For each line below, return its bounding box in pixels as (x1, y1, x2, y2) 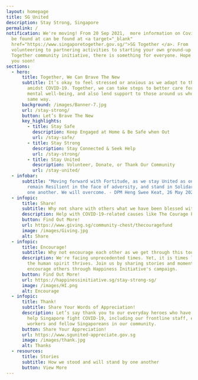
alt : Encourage (21, 288, 60, 294)
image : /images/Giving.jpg (21, 227, 88, 233)
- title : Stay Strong (27, 140, 81, 146)
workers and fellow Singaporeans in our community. (27, 320, 157, 327)
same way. (27, 96, 51, 102)
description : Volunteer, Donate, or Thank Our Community (32, 162, 176, 168)
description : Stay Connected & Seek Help (32, 146, 136, 151)
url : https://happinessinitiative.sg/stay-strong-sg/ (21, 277, 157, 283)
